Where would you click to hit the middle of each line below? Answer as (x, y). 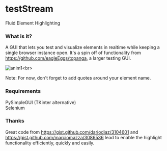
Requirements (23, 91)
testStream (29, 9)
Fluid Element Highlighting (33, 23)
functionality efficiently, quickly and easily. (50, 143)
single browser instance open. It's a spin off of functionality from (73, 53)
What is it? (19, 36)
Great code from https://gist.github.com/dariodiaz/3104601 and (72, 132)
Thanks (15, 121)
